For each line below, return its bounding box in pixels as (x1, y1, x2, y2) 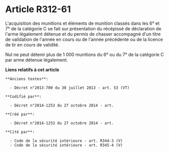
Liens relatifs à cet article (5, 67, 60, 73)
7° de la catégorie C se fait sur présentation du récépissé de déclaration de (5, 25, 161, 31)
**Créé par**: (5, 112, 35, 117)
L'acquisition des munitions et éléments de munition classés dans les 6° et (5, 20, 160, 26)
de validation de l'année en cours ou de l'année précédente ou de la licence (5, 36, 163, 42)
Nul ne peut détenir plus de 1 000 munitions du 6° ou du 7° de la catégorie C (5, 52, 164, 58)
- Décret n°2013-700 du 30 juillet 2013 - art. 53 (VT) (10, 85, 130, 90)
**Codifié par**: (5, 94, 42, 99)
